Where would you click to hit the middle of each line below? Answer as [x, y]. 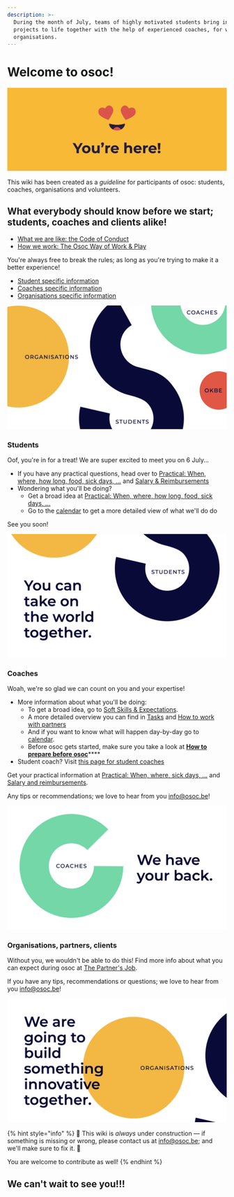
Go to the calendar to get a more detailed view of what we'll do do [123, 511]
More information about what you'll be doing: [82, 702]
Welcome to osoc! [61, 72]
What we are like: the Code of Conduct [73, 239]
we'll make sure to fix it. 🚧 [44, 1148]
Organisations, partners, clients [62, 945]
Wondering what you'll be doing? [65, 489]
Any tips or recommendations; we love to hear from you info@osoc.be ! [109, 796]
